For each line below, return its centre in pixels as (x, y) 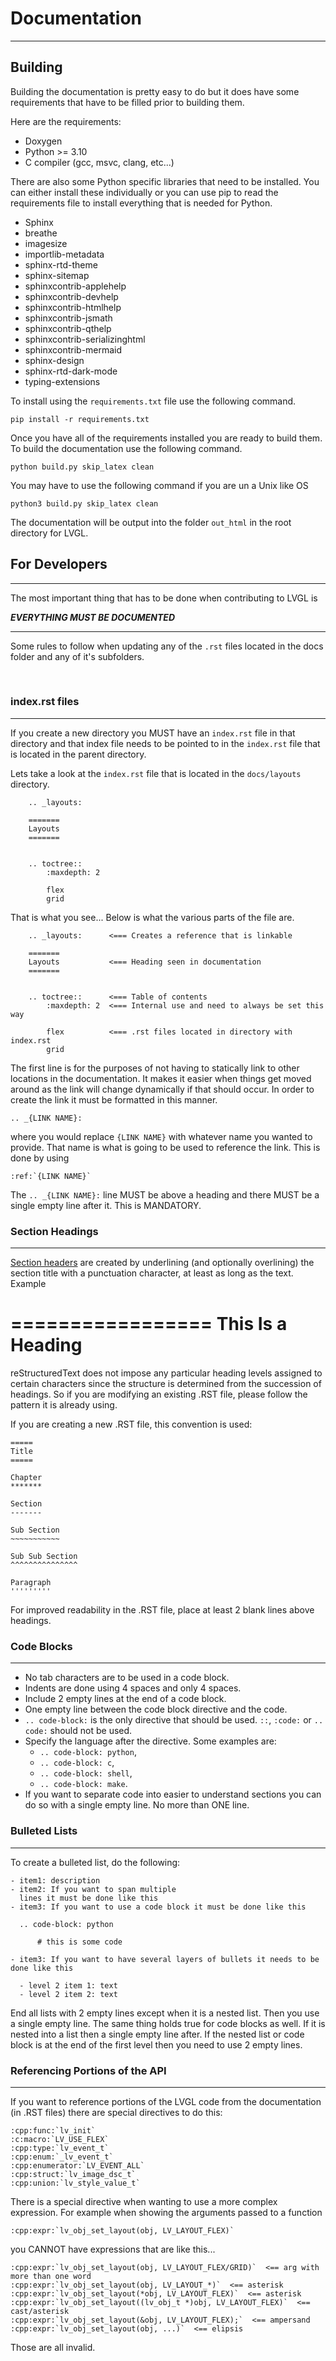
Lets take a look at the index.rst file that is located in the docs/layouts (156, 773)
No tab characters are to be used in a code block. (127, 1678)
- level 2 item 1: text (68, 1985)
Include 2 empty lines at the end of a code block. (125, 1699)
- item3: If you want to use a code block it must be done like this (158, 1907)
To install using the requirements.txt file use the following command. (153, 401)
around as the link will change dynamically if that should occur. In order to (162, 1089)
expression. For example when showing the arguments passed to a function (166, 2212)
